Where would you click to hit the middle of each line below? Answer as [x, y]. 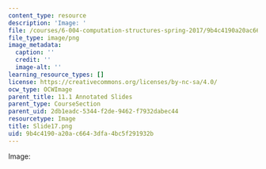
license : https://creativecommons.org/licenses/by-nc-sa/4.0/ [113, 82]
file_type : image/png [44, 38]
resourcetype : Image [42, 119]
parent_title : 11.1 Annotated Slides [70, 97]
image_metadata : [35, 45]
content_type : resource [47, 15]
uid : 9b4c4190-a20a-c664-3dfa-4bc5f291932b [81, 133]
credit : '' [33, 60]
